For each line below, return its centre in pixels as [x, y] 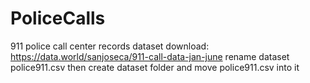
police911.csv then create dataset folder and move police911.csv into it [155, 67]
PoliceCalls [58, 18]
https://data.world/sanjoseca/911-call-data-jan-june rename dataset [150, 56]
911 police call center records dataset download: [110, 46]
